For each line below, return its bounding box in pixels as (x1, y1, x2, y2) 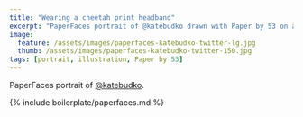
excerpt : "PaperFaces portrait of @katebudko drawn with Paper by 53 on (9, 22, 289, 31)
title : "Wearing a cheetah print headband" (9, 13, 176, 22)
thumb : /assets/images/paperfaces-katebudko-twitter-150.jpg (17, 47, 252, 56)
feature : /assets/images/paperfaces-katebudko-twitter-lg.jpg (17, 38, 256, 48)
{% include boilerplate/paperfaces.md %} (9, 97, 165, 108)
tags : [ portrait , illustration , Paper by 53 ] (9, 55, 183, 64)
